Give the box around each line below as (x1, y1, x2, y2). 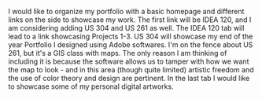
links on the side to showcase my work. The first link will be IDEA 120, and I (8, 15, 252, 24)
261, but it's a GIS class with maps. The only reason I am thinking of (8, 49, 227, 57)
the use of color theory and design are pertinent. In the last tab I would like (8, 74, 250, 82)
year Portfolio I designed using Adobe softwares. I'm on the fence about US (8, 40, 253, 49)
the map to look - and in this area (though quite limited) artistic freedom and (8, 65, 254, 74)
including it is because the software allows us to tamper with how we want (8, 57, 249, 66)
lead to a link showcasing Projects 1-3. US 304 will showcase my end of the (8, 31, 253, 41)
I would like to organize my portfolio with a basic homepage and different (8, 7, 245, 16)
